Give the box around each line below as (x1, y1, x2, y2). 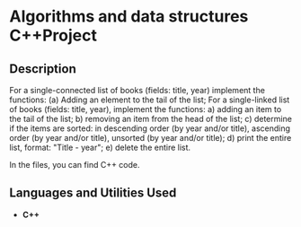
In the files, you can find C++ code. (9, 160, 141, 170)
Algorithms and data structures (9, 6, 249, 27)
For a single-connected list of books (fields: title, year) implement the (9, 85, 265, 95)
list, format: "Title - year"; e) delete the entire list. (9, 142, 191, 153)
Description (9, 61, 76, 76)
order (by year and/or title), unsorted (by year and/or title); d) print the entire (9, 133, 292, 143)
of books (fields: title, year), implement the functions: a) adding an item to (9, 104, 282, 114)
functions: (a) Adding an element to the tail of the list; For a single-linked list (9, 94, 290, 105)
